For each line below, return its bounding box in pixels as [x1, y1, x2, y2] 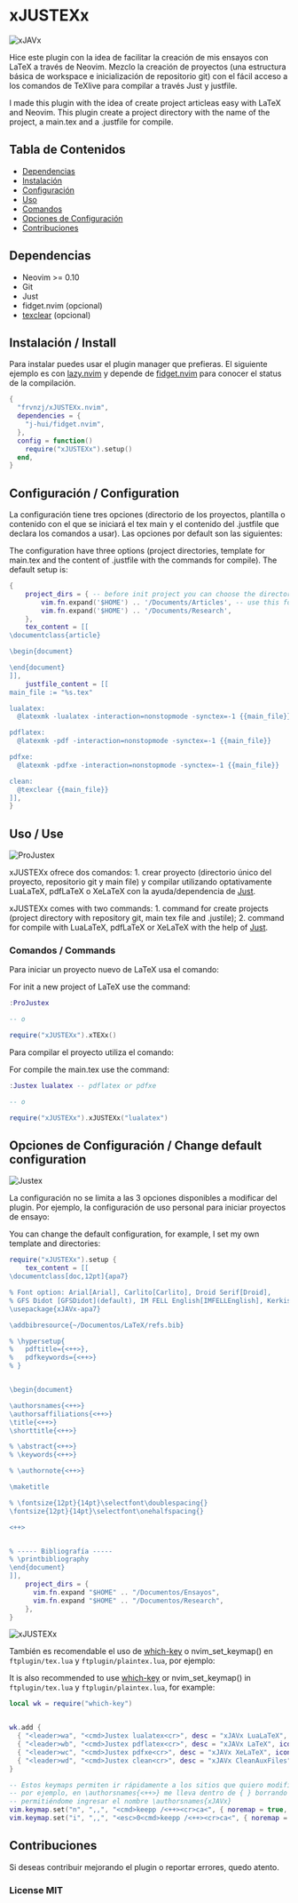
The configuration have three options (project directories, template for [9, 546, 266, 556]
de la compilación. [9, 378, 76, 388]
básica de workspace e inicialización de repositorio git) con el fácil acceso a [9, 70, 288, 81]
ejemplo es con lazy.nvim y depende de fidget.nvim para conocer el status [9, 368, 282, 379]
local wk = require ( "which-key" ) [9, 1699, 133, 1708]
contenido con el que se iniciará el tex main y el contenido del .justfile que [9, 519, 279, 530]
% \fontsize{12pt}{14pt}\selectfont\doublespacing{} [9, 1499, 208, 1507]
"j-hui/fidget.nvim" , [25, 420, 105, 428]
